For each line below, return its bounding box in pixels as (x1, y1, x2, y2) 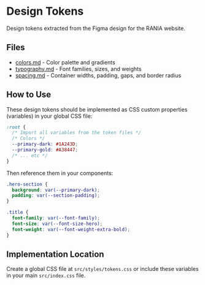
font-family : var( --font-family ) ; (12, 215, 100, 221)
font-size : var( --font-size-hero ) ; (12, 221, 103, 227)
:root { (6, 124, 26, 130)
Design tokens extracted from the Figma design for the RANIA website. (6, 25, 186, 32)
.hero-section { (6, 181, 48, 188)
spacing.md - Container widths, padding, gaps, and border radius (15, 72, 182, 79)
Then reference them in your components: (6, 169, 114, 177)
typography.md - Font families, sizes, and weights (15, 65, 142, 72)
